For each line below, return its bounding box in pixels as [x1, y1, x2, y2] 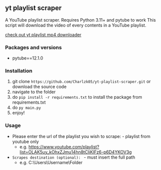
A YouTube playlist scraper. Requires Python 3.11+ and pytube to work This [5, 17, 156, 23]
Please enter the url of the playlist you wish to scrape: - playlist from [12, 133, 151, 139]
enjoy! [12, 110, 25, 116]
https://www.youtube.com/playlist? [28, 143, 100, 149]
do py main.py [12, 105, 41, 111]
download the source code [12, 84, 67, 90]
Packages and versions [5, 44, 62, 51]
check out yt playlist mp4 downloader [5, 31, 82, 37]
